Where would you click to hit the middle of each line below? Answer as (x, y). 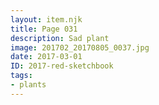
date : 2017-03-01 (46, 57)
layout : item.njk (46, 19)
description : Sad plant (60, 38)
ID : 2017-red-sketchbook (62, 66)
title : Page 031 (44, 29)
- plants (28, 85)
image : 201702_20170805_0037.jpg (80, 47)
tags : (21, 76)
